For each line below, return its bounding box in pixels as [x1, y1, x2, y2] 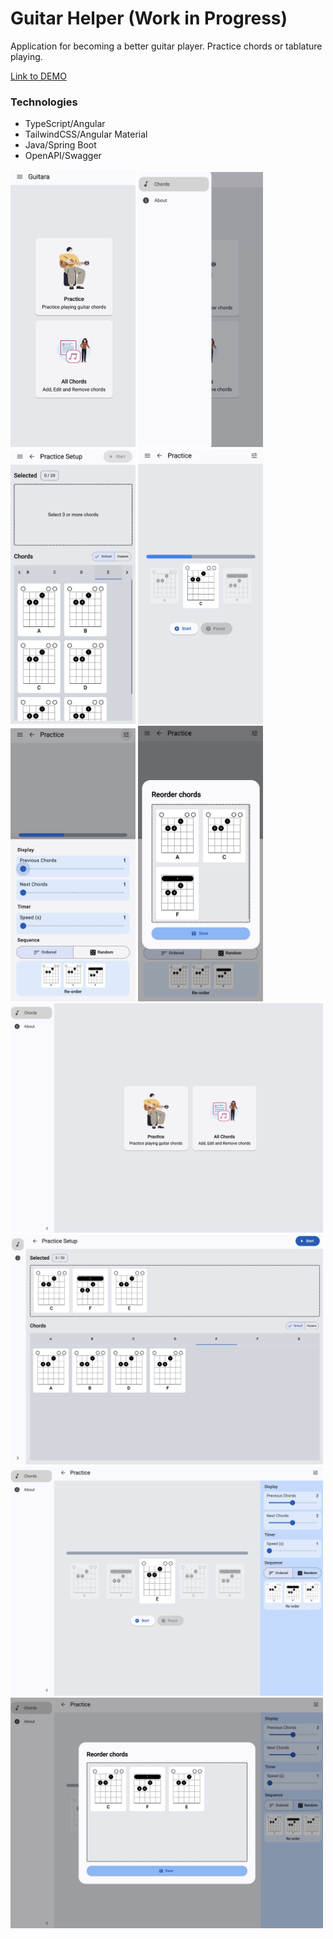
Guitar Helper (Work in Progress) [10, 7, 288, 30]
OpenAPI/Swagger [24, 150, 102, 162]
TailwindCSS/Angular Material [24, 128, 148, 141]
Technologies [10, 95, 78, 109]
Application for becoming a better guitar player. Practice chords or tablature [10, 40, 323, 52]
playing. [10, 50, 43, 62]
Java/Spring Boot [24, 139, 97, 151]
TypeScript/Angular [24, 118, 106, 130]
